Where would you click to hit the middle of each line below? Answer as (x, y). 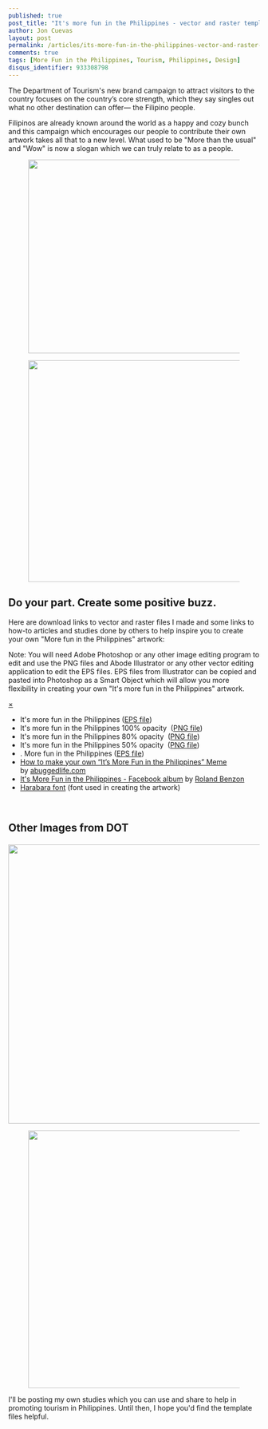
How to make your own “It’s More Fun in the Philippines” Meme (123, 762)
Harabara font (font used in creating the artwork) (100, 787)
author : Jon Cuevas (41, 30)
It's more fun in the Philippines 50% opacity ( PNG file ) (110, 744)
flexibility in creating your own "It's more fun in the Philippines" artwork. (126, 689)
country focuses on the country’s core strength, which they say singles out (131, 99)
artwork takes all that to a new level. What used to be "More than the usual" (132, 140)
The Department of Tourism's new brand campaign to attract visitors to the (132, 90)
